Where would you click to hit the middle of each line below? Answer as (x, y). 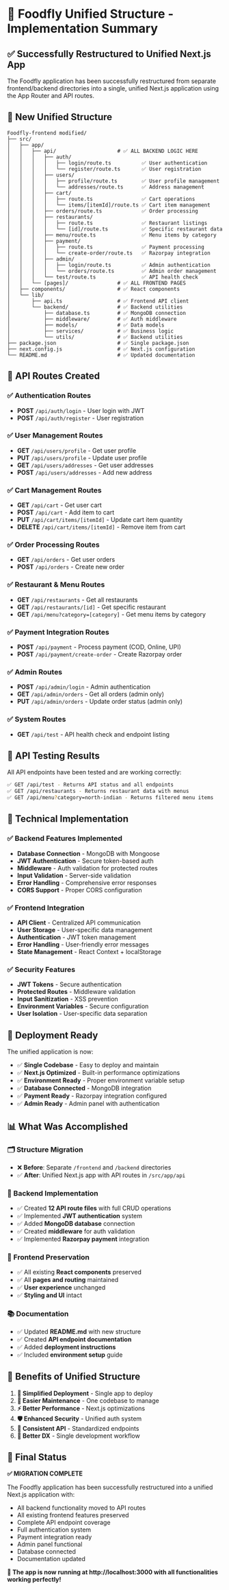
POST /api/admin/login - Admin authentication (84, 687)
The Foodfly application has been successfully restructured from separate (112, 81)
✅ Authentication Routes (49, 396)
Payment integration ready (54, 1537)
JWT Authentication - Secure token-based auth (85, 861)
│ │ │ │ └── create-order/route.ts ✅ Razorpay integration (109, 253)
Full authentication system (54, 1530)
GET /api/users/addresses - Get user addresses (85, 465)
